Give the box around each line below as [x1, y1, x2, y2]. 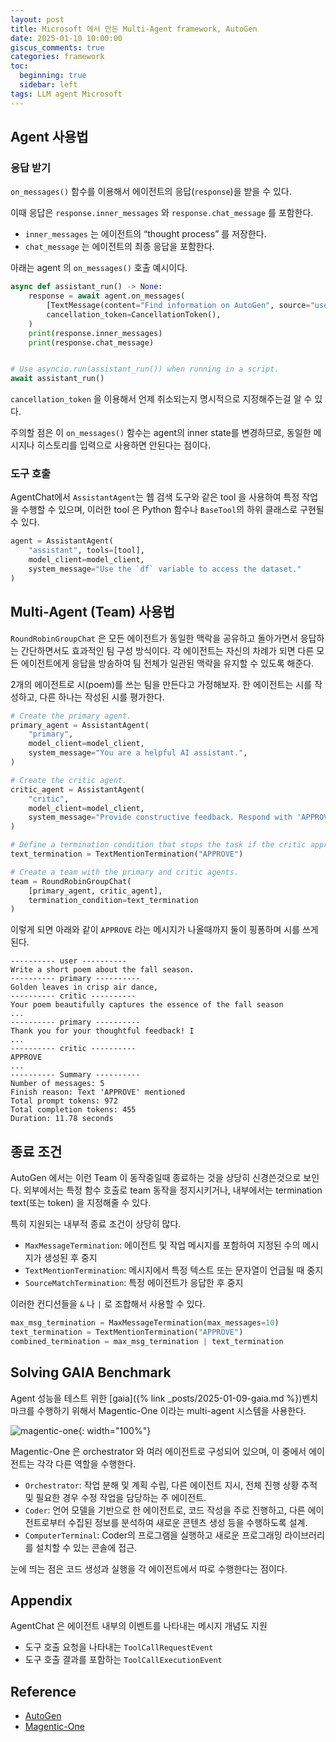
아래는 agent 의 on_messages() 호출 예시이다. [10, 262, 188, 274]
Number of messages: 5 [10, 1079, 105, 1089]
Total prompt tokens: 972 [10, 1096, 118, 1106]
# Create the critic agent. [10, 775, 128, 785]
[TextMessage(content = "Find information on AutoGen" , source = [46, 301, 311, 311]
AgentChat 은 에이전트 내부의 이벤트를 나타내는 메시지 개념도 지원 [10, 1620, 268, 1632]
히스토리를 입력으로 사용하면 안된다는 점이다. [36, 439, 211, 451]
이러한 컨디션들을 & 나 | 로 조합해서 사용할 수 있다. [10, 1298, 206, 1310]
